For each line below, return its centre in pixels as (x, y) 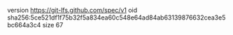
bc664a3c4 (24, 25)
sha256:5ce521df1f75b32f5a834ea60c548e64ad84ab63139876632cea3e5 (116, 17)
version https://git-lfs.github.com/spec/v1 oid (72, 10)
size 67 (53, 25)
